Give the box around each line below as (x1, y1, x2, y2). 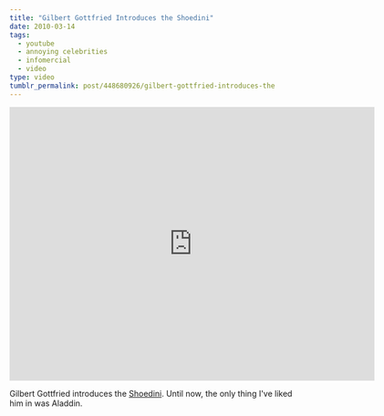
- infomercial (17, 56, 71, 65)
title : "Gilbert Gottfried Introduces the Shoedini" (9, 13, 214, 23)
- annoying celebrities (17, 47, 108, 57)
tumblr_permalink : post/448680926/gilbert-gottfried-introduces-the (9, 81, 275, 90)
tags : (9, 30, 30, 39)
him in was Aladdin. (9, 398, 83, 409)
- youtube (17, 38, 55, 48)
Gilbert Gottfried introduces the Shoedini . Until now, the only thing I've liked (9, 388, 293, 399)
